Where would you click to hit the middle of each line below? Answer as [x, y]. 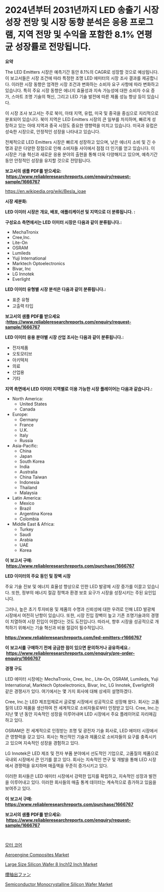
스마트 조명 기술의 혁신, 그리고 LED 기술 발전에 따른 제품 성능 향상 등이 [79, 96]
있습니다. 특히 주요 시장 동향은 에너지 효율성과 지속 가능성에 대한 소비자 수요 [78, 90]
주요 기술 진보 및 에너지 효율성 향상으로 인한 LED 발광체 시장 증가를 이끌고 [76, 586]
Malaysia [28, 493]
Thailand [28, 487]
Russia [26, 440]
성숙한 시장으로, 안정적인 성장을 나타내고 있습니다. [53, 131]
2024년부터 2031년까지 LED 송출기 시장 [82, 10]
